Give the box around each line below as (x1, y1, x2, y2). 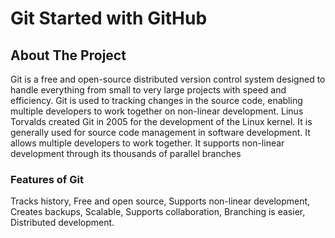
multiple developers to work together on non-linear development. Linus (10, 105, 304, 117)
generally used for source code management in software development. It (10, 127, 311, 138)
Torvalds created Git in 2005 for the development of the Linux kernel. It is (10, 116, 313, 127)
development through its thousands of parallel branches (10, 148, 242, 159)
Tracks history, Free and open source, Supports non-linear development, (10, 195, 311, 207)
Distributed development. (10, 217, 115, 229)
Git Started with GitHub (10, 7, 208, 30)
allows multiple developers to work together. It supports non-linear (10, 137, 285, 149)
